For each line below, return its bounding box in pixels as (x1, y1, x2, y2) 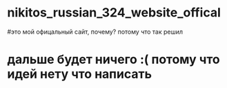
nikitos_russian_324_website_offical (7, 5, 221, 21)
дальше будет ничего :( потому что (7, 52, 220, 67)
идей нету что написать (7, 67, 152, 82)
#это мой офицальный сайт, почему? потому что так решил (7, 27, 184, 36)
